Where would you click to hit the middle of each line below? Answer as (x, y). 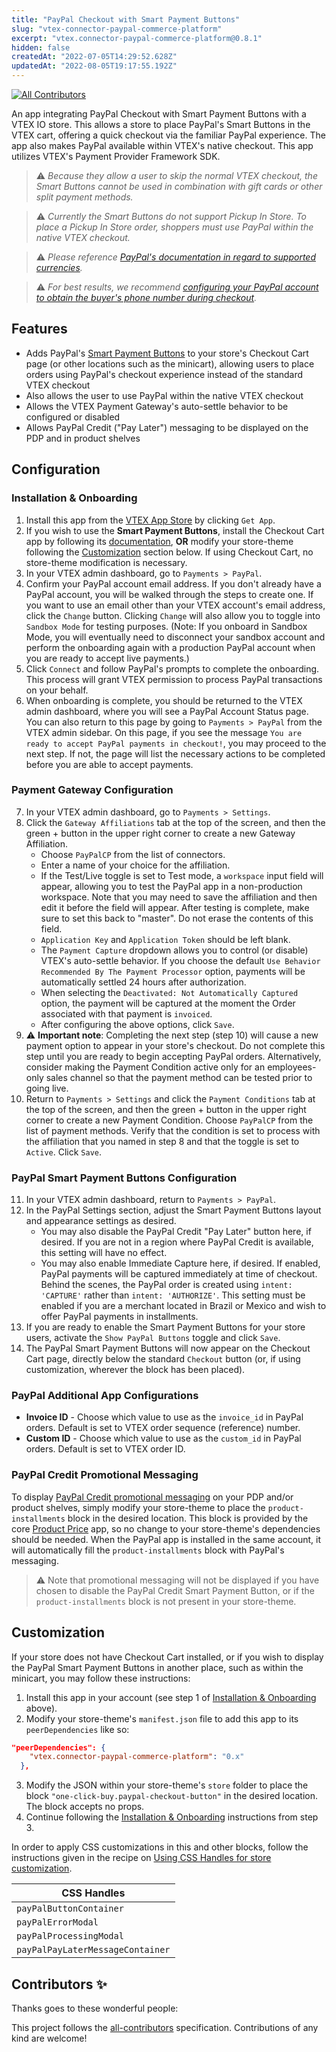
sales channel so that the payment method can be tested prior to (179, 1077)
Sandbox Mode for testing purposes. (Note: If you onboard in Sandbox (166, 626)
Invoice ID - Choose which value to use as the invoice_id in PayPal (164, 1417)
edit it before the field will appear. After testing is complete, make (175, 907)
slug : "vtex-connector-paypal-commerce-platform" (117, 29)
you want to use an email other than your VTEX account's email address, (175, 605)
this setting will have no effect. (104, 1253)
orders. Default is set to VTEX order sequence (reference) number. (163, 1428)
